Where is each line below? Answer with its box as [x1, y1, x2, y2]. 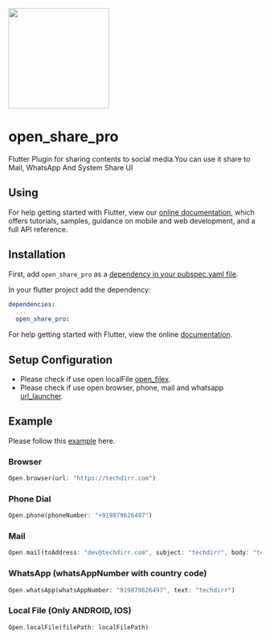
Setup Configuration [8, 353, 113, 367]
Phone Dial [8, 493, 51, 504]
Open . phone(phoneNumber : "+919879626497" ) [8, 511, 153, 520]
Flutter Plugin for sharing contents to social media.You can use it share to [8, 154, 251, 164]
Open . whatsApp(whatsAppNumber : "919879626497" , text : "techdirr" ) [8, 586, 235, 594]
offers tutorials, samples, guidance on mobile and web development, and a [8, 215, 256, 225]
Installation [8, 248, 66, 261]
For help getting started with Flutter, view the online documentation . [8, 330, 233, 339]
